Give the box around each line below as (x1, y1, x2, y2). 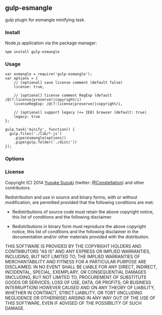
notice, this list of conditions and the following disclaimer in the (12, 228, 139, 234)
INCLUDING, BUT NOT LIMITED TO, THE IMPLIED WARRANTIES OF (5, 253, 140, 259)
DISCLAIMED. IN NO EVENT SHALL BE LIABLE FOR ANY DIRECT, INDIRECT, (5, 264, 157, 270)
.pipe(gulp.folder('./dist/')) (14, 140, 77, 145)
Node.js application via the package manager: (5, 40, 97, 46)
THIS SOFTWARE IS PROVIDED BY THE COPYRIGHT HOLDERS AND (5, 243, 142, 249)
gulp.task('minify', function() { (5, 127, 75, 132)
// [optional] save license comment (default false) (14, 80, 123, 85)
